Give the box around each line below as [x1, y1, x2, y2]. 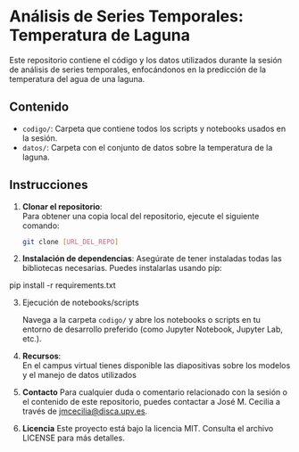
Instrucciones [9, 177, 88, 193]
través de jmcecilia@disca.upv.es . [21, 406, 148, 416]
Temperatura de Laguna [9, 25, 190, 45]
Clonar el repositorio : [21, 201, 103, 211]
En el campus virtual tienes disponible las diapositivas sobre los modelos [21, 360, 291, 371]
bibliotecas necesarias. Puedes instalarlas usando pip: [21, 263, 222, 274]
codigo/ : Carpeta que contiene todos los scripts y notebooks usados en [21, 123, 287, 134]
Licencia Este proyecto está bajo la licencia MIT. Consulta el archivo [21, 423, 274, 434]
